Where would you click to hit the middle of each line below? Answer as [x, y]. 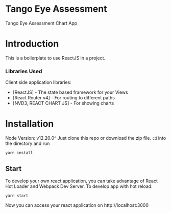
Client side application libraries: [38, 82]
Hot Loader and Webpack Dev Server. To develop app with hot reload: [79, 186]
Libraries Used [24, 71]
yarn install [19, 153]
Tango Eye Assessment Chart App [41, 23]
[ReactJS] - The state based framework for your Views [70, 92]
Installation [30, 124]
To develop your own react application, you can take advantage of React [82, 181]
